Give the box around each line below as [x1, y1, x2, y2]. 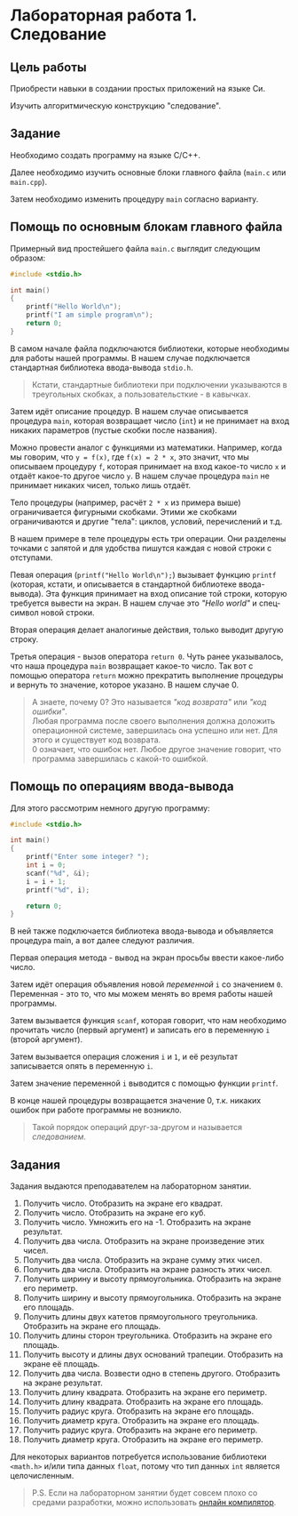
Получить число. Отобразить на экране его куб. [22, 1207, 207, 1218]
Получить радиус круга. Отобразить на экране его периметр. [22, 1424, 258, 1436]
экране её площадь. [22, 1359, 100, 1369]
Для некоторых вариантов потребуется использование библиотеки [10, 1451, 267, 1463]
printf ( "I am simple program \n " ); [26, 310, 153, 320]
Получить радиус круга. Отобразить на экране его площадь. [22, 1406, 255, 1416]
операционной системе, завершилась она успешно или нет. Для [31, 725, 278, 735]
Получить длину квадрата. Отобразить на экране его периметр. [22, 1387, 268, 1398]
